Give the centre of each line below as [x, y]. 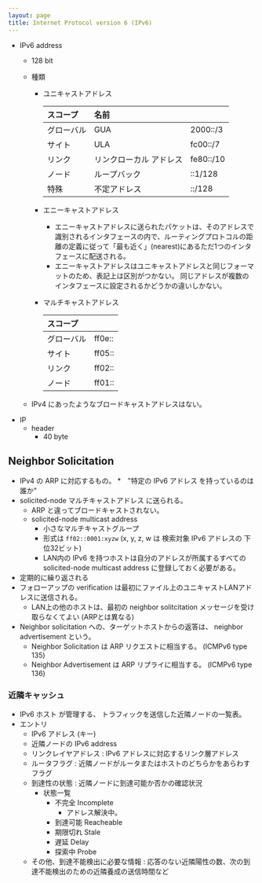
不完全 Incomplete [84, 802]
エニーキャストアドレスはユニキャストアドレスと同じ [141, 266]
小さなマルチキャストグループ [91, 528]
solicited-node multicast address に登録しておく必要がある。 [142, 568]
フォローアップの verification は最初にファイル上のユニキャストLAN [129, 587]
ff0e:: [104, 338]
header [43, 428]
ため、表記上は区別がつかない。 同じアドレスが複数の [162, 275]
